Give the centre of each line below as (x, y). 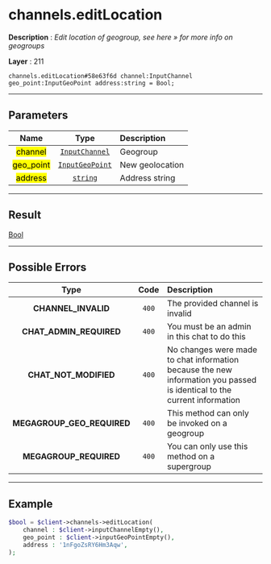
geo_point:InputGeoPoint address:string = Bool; (92, 83)
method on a (191, 457)
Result (25, 215)
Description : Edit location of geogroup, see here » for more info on (121, 37)
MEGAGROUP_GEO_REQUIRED (71, 423)
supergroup (189, 467)
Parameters (38, 116)
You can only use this (207, 446)
